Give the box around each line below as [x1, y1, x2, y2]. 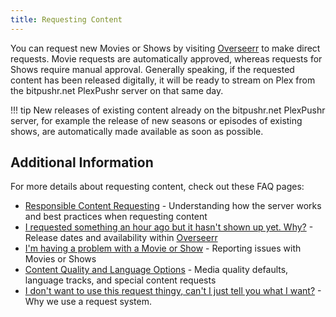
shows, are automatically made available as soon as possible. [10, 125, 264, 137]
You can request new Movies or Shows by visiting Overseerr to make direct [10, 42, 321, 54]
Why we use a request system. [24, 296, 153, 308]
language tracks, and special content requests [24, 274, 217, 286]
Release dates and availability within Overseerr [24, 232, 218, 244]
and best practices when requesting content [24, 211, 208, 223]
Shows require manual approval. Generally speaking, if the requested [10, 63, 295, 75]
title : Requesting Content [10, 14, 123, 25]
